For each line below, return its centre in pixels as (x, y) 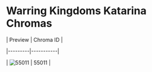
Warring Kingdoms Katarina (76, 11)
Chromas (29, 23)
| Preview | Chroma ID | (35, 40)
